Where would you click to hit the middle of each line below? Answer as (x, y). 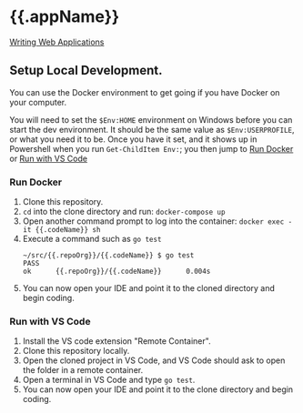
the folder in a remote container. (83, 370)
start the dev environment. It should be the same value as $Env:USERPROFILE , (152, 129)
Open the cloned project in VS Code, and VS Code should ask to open (154, 360)
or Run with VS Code (49, 158)
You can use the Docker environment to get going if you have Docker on (145, 92)
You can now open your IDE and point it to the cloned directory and (149, 288)
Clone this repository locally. (76, 351)
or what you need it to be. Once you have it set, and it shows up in (133, 139)
